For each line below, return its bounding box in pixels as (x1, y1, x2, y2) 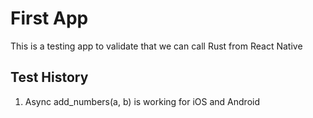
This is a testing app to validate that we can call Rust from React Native (10, 40, 303, 52)
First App (10, 7, 89, 30)
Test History (10, 69, 89, 86)
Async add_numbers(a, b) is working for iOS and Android (24, 95, 260, 107)
